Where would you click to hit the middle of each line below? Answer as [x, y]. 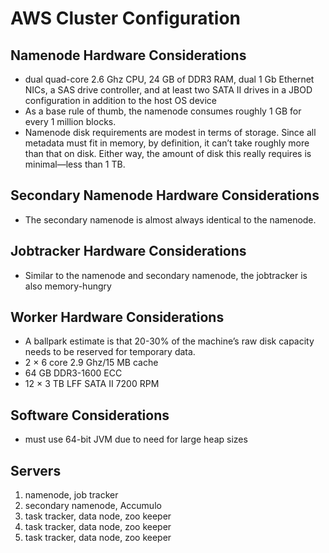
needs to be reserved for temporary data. [110, 352]
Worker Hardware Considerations [117, 317]
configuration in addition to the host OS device [120, 100]
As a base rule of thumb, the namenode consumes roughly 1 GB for [163, 111]
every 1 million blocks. [70, 121]
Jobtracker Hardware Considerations [128, 251]
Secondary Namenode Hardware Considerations [165, 195]
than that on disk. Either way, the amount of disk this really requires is [168, 153]
